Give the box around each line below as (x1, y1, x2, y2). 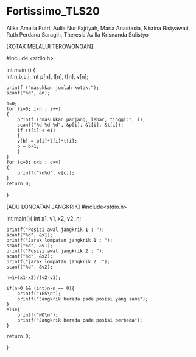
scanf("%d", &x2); (6, 253, 53, 260)
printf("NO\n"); (17, 312, 59, 318)
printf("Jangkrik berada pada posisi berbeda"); (17, 317, 143, 323)
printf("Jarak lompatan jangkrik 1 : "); (6, 237, 113, 243)
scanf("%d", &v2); (6, 264, 53, 270)
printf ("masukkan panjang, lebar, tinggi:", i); (17, 116, 146, 122)
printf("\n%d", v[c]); (17, 169, 75, 176)
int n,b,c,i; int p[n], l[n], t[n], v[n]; (6, 72, 89, 80)
